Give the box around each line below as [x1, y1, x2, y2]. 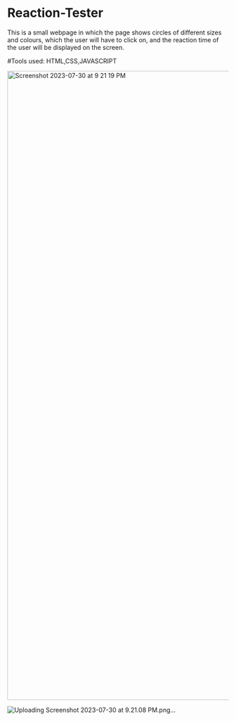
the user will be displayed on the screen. [7, 43, 125, 51]
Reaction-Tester [7, 5, 104, 21]
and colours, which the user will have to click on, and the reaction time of [7, 35, 219, 44]
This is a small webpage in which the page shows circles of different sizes [7, 28, 222, 37]
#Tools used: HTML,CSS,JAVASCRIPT [7, 56, 117, 65]
